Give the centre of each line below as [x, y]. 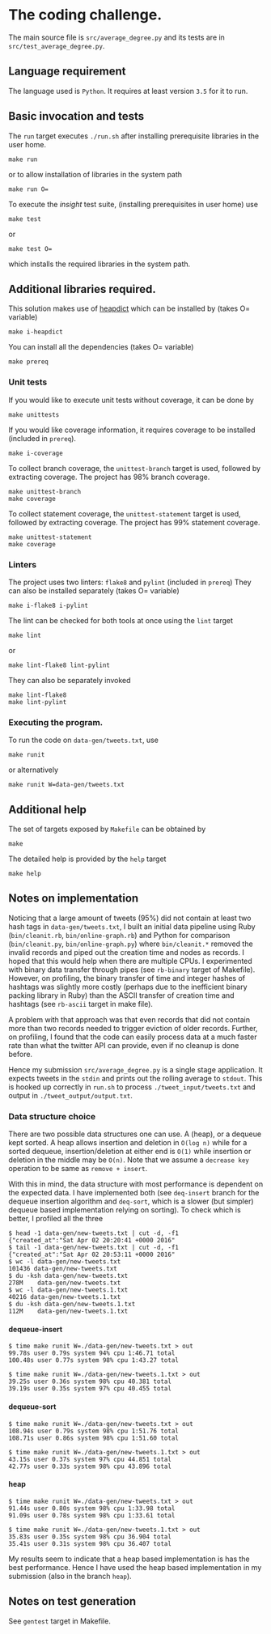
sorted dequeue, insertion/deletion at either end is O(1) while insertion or [130, 1152]
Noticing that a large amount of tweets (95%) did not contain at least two [130, 918]
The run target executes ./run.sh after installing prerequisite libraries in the [134, 136]
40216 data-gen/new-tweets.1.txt [65, 1297]
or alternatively [34, 770]
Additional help [48, 810]
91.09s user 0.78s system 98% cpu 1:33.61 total [92, 1515]
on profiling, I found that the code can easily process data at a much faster [133, 1037]
